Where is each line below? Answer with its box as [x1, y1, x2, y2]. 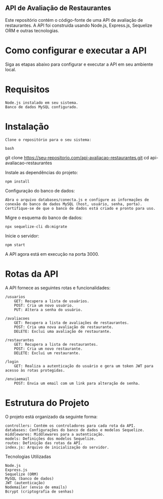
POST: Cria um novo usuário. [14, 303, 74, 308]
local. [5, 66, 16, 72]
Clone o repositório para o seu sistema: [5, 137, 92, 142]
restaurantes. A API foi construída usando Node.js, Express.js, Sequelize [5, 22, 153, 28]
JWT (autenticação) [5, 480, 45, 485]
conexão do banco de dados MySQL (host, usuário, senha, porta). [5, 201, 142, 207]
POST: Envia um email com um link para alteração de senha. [14, 381, 140, 386]
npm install [5, 179, 30, 184]
